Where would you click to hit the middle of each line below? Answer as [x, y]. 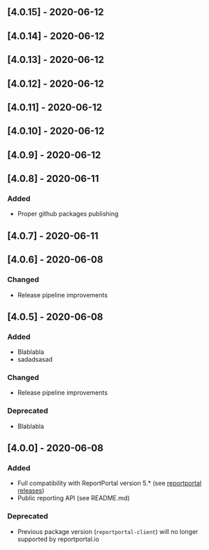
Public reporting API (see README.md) [74, 498]
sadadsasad [35, 360]
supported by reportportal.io [58, 539]
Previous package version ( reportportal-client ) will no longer [108, 531]
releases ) [31, 491]
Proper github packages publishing [68, 214]
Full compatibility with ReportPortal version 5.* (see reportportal [109, 484]
